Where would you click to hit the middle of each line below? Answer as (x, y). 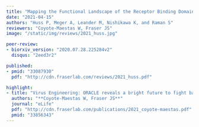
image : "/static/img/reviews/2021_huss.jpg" (62, 34)
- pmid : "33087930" (30, 71)
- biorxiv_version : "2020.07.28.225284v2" (59, 50)
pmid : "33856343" (33, 115)
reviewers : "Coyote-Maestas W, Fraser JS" (59, 28)
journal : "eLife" (33, 104)
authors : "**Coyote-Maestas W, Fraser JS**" (67, 99)
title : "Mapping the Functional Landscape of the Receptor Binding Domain (100, 12)
